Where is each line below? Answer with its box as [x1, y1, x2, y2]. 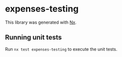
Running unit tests [5, 33, 62, 42]
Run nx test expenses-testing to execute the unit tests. [5, 46, 118, 52]
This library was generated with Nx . [5, 19, 77, 25]
